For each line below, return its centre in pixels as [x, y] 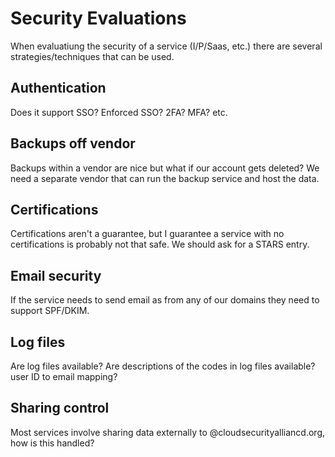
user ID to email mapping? [64, 376]
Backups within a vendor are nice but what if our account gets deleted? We [165, 168]
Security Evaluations [98, 18]
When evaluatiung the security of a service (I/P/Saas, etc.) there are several [166, 46]
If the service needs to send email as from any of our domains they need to [165, 300]
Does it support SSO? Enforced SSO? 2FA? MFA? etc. [119, 112]
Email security [56, 275]
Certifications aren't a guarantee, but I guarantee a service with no [147, 234]
